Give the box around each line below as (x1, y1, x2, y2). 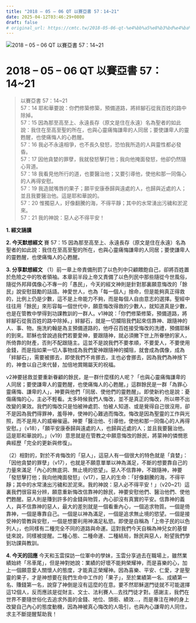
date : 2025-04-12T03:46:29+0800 (6, 14, 85, 20)
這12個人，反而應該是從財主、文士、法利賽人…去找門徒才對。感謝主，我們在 (6, 588, 190, 596)
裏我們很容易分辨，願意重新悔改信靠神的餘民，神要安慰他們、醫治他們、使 (6, 488, 185, 495)
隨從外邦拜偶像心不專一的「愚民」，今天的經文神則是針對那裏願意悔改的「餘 (6, 281, 188, 288)
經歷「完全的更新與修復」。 (10, 439, 75, 446)
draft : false (6, 19, 38, 25)
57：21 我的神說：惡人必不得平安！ (20, 214, 105, 221)
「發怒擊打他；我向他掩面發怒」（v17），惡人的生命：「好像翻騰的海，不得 (6, 474, 180, 481)
